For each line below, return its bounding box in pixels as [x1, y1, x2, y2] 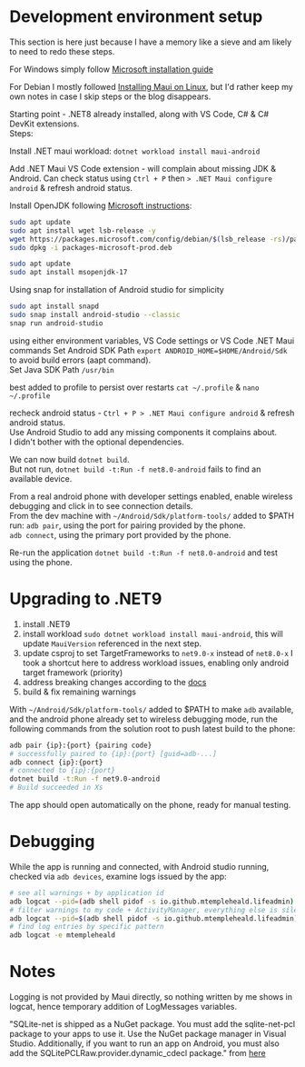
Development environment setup [9, 6, 263, 27]
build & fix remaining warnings [22, 686, 136, 697]
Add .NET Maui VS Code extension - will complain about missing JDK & [9, 163, 277, 174]
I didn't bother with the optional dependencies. [9, 436, 184, 447]
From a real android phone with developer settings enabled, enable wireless [9, 491, 293, 502]
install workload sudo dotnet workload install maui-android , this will [22, 628, 283, 639]
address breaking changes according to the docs [22, 676, 207, 687]
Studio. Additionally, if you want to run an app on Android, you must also [9, 1038, 280, 1049]
